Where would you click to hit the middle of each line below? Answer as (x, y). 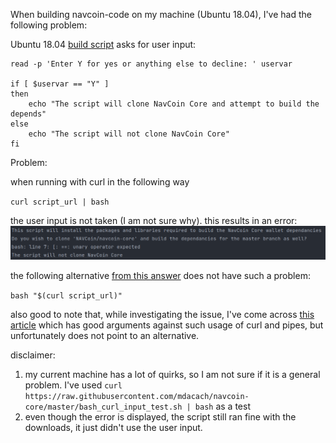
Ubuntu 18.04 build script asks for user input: (103, 44)
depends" (28, 114)
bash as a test (222, 406)
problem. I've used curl (73, 385)
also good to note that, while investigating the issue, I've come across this (162, 314)
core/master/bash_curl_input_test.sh (103, 407)
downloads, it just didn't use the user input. (113, 427)
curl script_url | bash (60, 202)
